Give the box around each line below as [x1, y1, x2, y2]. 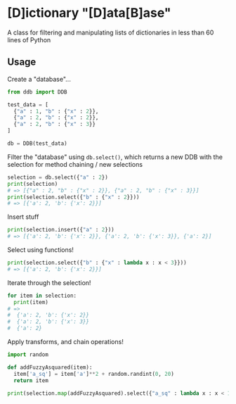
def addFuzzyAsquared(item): [7, 364, 93, 371]
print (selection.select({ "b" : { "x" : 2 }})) [7, 194, 140, 201]
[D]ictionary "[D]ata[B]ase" [7, 5, 171, 21]
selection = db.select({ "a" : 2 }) [7, 174, 109, 181]
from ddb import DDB [7, 88, 68, 96]
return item [13, 377, 49, 384]
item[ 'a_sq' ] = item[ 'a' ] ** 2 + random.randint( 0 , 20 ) [13, 370, 174, 377]
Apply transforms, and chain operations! [7, 338, 124, 346]
